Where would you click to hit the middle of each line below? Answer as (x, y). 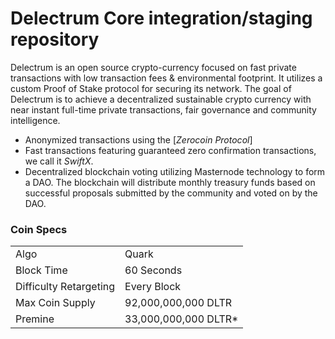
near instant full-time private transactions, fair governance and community (163, 109)
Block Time (41, 270)
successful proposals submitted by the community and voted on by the (171, 193)
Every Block (153, 287)
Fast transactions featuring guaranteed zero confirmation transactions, (170, 150)
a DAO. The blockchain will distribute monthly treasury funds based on (170, 182)
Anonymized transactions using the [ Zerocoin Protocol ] (138, 139)
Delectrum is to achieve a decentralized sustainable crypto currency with (161, 99)
